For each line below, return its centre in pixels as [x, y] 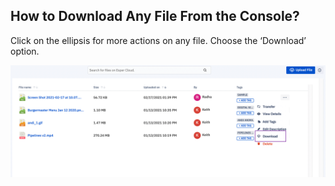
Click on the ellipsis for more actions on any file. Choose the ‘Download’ [158, 40]
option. [25, 51]
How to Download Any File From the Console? [155, 16]
